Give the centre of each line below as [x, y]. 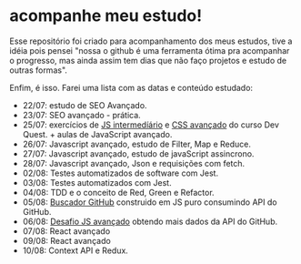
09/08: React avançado [66, 240]
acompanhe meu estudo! [106, 16]
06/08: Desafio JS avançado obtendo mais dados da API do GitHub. [150, 221]
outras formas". [39, 70]
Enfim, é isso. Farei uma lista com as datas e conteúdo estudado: [131, 87]
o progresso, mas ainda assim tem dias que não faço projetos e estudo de [148, 60]
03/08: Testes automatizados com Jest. [97, 182]
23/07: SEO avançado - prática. [81, 115]
